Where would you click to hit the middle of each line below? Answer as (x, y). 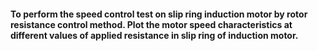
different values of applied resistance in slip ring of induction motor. (154, 35)
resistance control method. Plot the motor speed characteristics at (151, 24)
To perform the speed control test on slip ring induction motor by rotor (159, 14)
